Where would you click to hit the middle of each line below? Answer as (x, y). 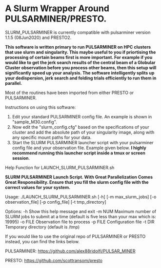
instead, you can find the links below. (42, 241)
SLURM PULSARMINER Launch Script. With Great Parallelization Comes (79, 177)
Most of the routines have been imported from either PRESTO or (70, 93)
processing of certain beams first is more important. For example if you (79, 57)
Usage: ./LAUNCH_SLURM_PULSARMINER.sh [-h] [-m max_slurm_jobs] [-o (81, 197)
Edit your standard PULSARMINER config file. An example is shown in (82, 116)
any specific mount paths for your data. (52, 137)
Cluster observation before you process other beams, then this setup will (81, 67)
